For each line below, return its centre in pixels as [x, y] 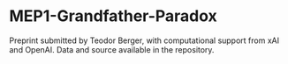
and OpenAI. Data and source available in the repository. [112, 49]
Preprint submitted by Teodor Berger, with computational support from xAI [144, 40]
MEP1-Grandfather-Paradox [114, 16]
